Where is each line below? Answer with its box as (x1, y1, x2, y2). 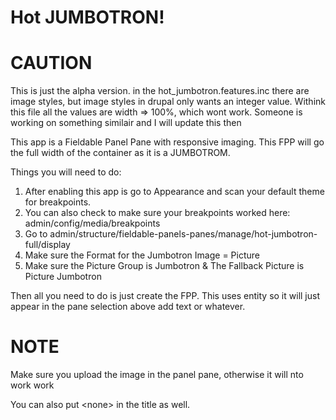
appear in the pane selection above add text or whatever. (10, 301, 246, 313)
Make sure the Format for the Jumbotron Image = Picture (24, 249, 260, 261)
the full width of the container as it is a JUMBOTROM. (10, 147, 231, 159)
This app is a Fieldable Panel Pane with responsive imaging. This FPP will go (10, 136, 325, 148)
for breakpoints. (24, 196, 92, 208)
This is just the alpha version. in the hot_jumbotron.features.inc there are (10, 85, 310, 97)
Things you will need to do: (10, 166, 122, 178)
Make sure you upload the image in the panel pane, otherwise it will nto (10, 369, 304, 381)
